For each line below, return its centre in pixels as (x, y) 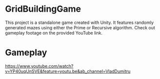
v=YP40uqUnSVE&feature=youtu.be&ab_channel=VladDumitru (68, 71)
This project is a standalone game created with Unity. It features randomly (80, 22)
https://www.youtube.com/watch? (39, 66)
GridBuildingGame (43, 9)
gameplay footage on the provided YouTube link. (54, 33)
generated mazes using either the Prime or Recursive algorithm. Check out (80, 27)
